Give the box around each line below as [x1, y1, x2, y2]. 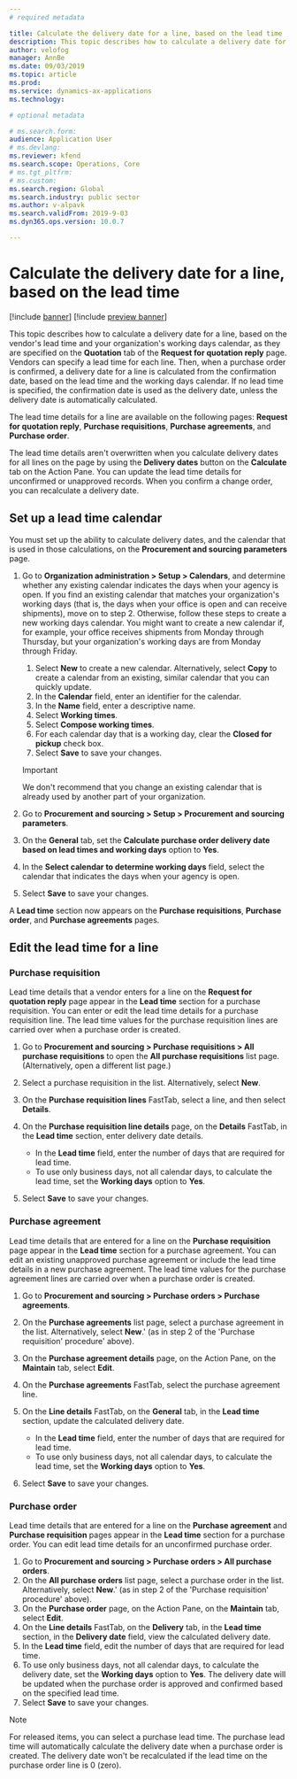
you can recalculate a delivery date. [9, 484, 140, 496]
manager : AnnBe [9, 54, 65, 63]
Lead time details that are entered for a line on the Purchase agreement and [9, 1520, 287, 1530]
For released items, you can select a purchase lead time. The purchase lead [9, 1731, 286, 1742]
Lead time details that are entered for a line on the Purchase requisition [9, 1235, 271, 1246]
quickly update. [34, 681, 92, 692]
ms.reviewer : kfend [9, 151, 81, 160]
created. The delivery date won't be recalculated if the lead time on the [9, 1750, 268, 1760]
